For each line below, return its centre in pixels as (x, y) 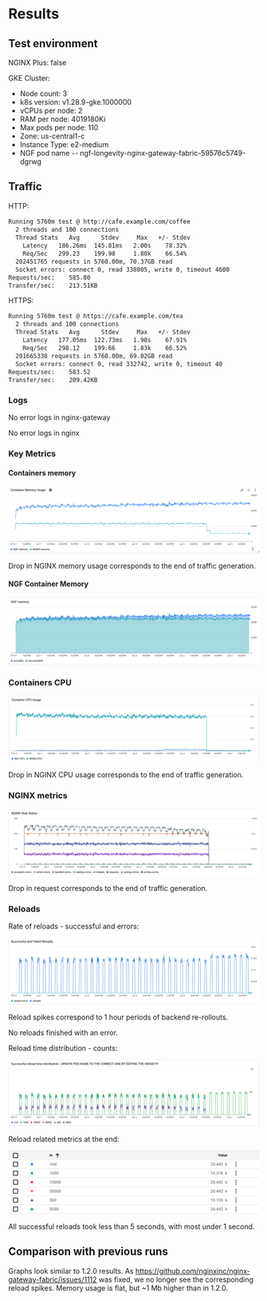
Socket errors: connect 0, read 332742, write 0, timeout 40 (119, 364)
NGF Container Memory (49, 584)
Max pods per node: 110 (59, 128)
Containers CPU (40, 683)
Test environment (53, 44)
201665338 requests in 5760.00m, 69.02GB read (94, 356)
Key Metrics (32, 454)
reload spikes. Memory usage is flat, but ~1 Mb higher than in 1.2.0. (118, 1287)
